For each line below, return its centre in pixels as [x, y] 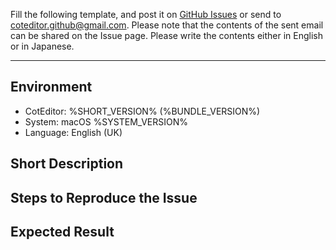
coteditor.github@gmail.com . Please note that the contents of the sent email [167, 25]
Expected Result [62, 231]
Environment [51, 87]
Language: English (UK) [73, 132]
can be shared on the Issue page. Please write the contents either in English [167, 35]
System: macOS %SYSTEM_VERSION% [106, 121]
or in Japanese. [42, 46]
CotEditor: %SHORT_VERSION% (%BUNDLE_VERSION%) [142, 111]
